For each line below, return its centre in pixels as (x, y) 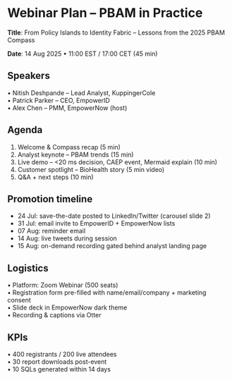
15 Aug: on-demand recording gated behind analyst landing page (112, 246)
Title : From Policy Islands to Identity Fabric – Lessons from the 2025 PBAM (116, 32)
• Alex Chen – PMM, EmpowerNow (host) (67, 108)
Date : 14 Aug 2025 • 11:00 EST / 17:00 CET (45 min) (83, 54)
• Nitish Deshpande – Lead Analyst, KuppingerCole (81, 92)
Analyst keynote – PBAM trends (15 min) (75, 154)
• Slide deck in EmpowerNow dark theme (67, 307)
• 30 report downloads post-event (57, 362)
